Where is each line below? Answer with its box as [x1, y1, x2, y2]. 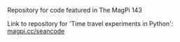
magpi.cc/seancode [7, 27, 65, 35]
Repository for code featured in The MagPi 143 [7, 6, 142, 14]
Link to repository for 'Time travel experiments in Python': [7, 20, 174, 27]
